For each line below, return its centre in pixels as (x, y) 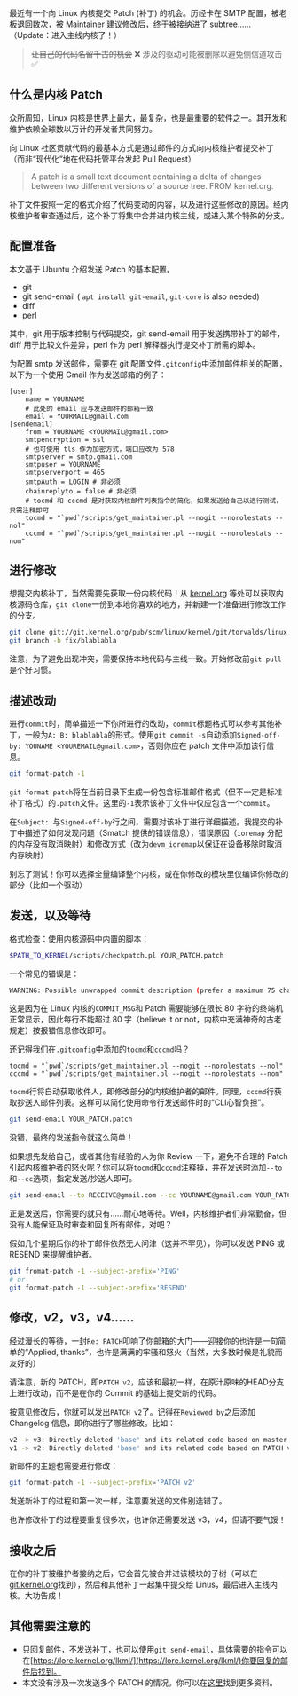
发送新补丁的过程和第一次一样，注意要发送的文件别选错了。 (118, 1501)
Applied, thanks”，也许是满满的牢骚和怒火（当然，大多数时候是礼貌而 (155, 1352)
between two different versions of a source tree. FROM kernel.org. (152, 185)
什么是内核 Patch (56, 95)
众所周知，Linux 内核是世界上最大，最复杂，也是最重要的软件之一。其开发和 (149, 117)
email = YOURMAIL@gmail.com (77, 416)
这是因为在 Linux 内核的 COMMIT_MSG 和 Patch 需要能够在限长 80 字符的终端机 (146, 1008)
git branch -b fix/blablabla (63, 641)
